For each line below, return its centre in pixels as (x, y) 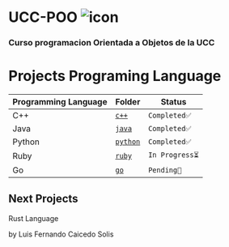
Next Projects (43, 199)
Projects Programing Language (115, 76)
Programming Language (60, 102)
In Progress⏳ (174, 155)
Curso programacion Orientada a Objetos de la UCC (112, 43)
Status (174, 102)
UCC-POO (43, 17)
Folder (128, 102)
